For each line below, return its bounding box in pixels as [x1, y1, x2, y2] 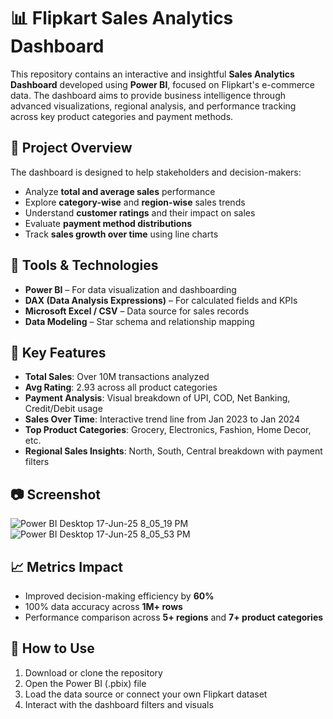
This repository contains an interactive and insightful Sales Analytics [10, 68, 295, 80]
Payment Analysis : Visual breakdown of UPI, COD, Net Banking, [24, 392, 291, 404]
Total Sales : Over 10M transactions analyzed [24, 371, 210, 383]
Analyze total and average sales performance [24, 185, 216, 197]
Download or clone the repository [24, 666, 163, 679]
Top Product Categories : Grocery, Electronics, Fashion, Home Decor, [24, 424, 312, 436]
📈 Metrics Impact [10, 558, 123, 575]
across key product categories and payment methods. [10, 110, 234, 122]
